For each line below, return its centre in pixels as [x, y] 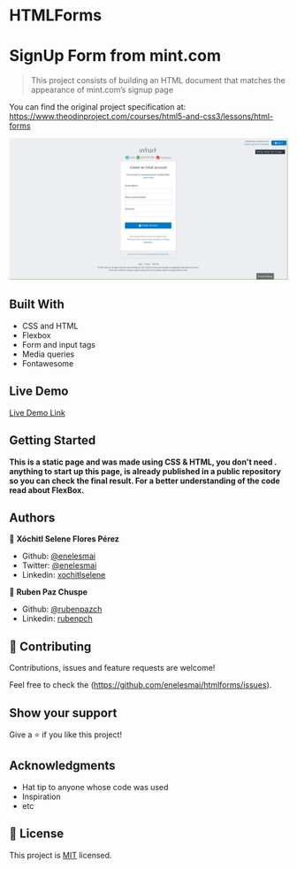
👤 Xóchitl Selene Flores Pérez [64, 539]
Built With [37, 305]
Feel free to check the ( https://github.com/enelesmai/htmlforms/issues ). [141, 685]
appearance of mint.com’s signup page [102, 90]
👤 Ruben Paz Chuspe [49, 592]
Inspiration [41, 796]
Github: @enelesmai [58, 556]
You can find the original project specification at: [98, 107]
